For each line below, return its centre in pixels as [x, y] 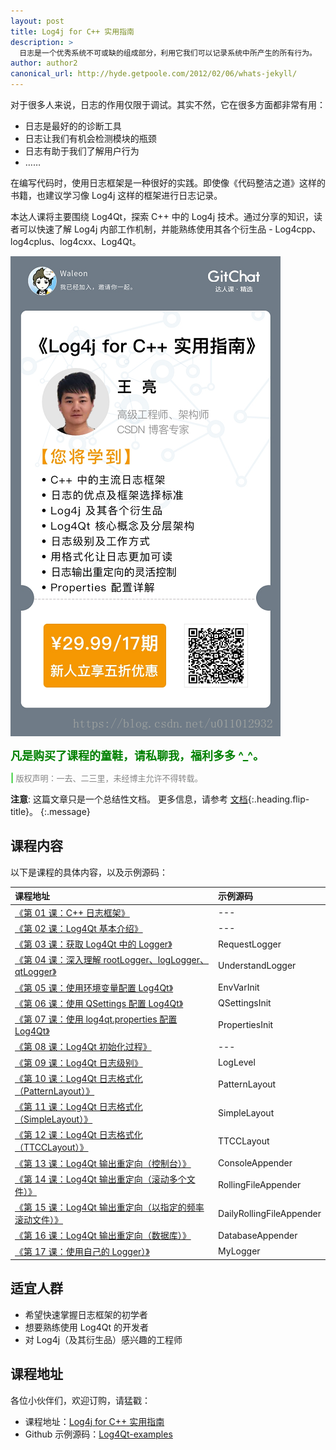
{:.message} [65, 811]
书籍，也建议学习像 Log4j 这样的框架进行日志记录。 [116, 195]
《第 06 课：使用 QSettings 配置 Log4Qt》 [99, 1003]
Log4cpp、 [298, 229]
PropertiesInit [246, 1025]
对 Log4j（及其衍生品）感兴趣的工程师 [103, 1339]
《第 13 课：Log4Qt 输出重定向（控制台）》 [103, 1163]
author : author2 [44, 63]
